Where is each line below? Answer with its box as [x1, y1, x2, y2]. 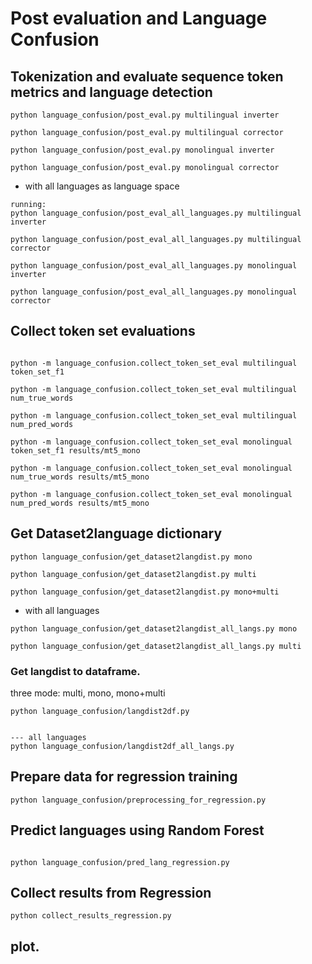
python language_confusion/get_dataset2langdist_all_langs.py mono [10, 623, 298, 634]
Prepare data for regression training [10, 768, 238, 786]
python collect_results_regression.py [10, 911, 172, 921]
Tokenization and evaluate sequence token [10, 68, 284, 85]
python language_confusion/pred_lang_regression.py [10, 857, 230, 867]
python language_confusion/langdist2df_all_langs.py [10, 741, 235, 751]
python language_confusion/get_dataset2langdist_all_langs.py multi [10, 641, 302, 651]
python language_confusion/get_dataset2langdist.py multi [10, 569, 257, 579]
